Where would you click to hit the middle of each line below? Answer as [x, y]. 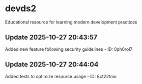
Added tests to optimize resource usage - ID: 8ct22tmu [61, 76]
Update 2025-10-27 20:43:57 [51, 37]
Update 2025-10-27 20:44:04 [52, 65]
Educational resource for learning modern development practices [71, 22]
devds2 [21, 9]
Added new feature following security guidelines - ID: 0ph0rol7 [69, 49]
